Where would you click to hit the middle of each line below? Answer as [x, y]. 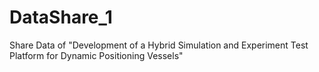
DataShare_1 [61, 17]
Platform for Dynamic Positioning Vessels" [96, 55]
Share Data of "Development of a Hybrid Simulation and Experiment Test [159, 45]
